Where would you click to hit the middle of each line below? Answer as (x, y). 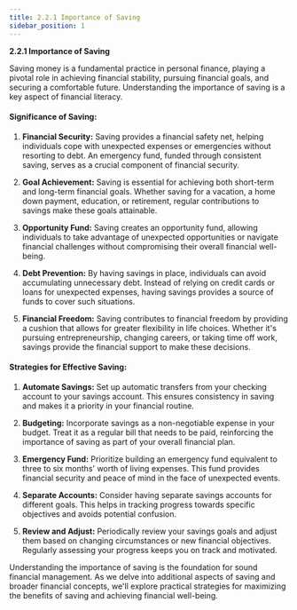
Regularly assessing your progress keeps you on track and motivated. (149, 550)
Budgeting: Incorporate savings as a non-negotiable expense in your (148, 423)
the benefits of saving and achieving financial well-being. (114, 595)
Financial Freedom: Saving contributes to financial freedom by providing (155, 318)
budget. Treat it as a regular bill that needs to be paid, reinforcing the (148, 432)
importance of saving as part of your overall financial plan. (129, 441)
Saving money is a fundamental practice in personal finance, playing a (137, 68)
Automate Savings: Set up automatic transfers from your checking (145, 386)
